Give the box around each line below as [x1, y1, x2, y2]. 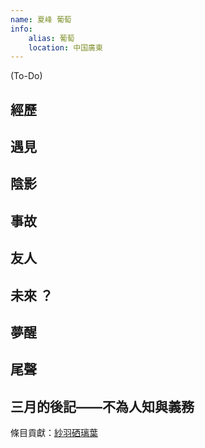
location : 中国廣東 [28, 42, 103, 53]
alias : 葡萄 [28, 33, 75, 43]
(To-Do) [10, 70, 43, 82]
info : [10, 24, 33, 34]
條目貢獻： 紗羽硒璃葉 [10, 427, 98, 439]
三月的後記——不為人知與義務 [10, 398, 195, 415]
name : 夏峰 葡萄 [10, 14, 72, 25]
